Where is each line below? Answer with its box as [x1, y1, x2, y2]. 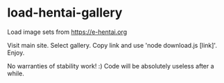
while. [7, 69, 24, 77]
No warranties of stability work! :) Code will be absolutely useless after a [7, 62, 214, 70]
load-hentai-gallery [7, 5, 123, 21]
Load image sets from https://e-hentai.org [7, 28, 127, 36]
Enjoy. [7, 48, 25, 57]
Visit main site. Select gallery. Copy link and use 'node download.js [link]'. [7, 41, 217, 49]
